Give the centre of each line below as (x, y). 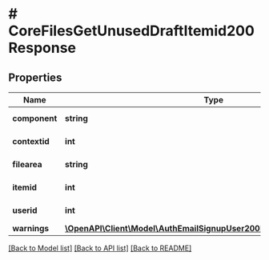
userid (25, 210)
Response (42, 48)
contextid (31, 141)
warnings (31, 228)
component (35, 118)
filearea (27, 164)
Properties (35, 77)
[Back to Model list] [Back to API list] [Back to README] (100, 248)
